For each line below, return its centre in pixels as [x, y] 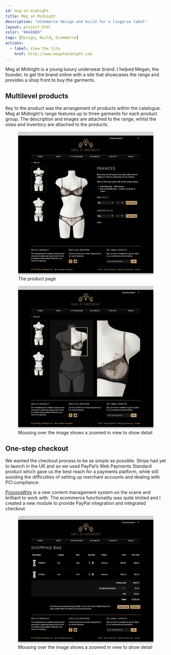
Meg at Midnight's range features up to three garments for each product [81, 114]
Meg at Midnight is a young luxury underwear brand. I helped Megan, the [82, 69]
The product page [37, 278]
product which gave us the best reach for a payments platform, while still [82, 472]
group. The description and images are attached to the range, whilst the [81, 119]
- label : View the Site [35, 49]
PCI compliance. [22, 482]
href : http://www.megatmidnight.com [54, 54]
